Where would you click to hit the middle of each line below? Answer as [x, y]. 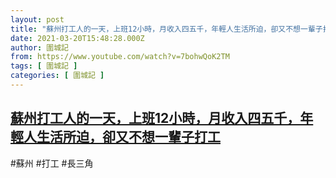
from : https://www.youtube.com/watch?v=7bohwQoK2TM [120, 57]
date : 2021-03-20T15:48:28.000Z [77, 38]
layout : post [37, 19]
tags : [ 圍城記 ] [44, 66]
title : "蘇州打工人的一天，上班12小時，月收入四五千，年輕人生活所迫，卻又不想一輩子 [166, 29]
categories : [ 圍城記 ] [57, 76]
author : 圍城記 [39, 47]
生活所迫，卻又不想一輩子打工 [128, 137]
